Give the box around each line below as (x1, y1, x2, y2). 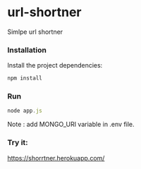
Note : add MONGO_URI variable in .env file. (7, 120, 135, 129)
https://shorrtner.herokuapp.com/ (7, 154, 105, 162)
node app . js (7, 107, 42, 115)
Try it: (7, 138, 28, 148)
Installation (7, 45, 47, 55)
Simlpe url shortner (7, 27, 63, 36)
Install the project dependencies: (7, 61, 103, 70)
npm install (7, 75, 42, 82)
